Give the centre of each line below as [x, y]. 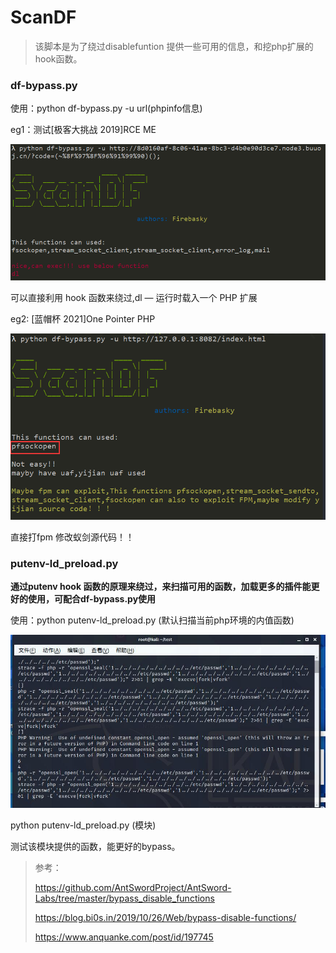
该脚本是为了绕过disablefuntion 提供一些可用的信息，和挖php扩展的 [174, 46]
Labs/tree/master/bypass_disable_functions [124, 898]
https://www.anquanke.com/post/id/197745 [124, 937]
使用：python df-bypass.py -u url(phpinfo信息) [106, 108]
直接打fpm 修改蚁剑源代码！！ [72, 537]
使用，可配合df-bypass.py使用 [92, 599]
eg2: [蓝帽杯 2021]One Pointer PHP [83, 319]
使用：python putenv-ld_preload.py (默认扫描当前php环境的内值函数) [152, 620]
